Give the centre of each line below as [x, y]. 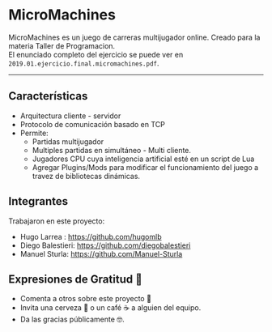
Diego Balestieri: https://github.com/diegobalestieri [105, 245]
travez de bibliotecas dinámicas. [86, 176]
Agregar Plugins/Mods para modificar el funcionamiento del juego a [145, 167]
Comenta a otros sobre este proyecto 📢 [86, 299]
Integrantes [38, 201]
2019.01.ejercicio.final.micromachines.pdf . [84, 63]
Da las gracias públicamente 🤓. [72, 319]
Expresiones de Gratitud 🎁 [76, 279]
